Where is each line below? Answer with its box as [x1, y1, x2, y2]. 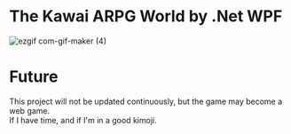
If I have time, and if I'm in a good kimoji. [9, 114, 157, 125]
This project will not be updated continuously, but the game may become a [9, 96, 283, 106]
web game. [9, 105, 51, 116]
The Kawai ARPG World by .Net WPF [9, 6, 283, 27]
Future [9, 67, 59, 87]
